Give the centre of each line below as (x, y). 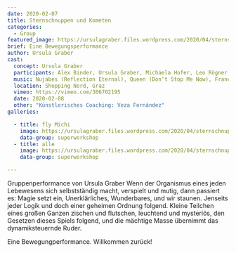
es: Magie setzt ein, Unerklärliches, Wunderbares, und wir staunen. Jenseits (118, 198)
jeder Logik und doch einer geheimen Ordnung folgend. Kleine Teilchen (111, 206)
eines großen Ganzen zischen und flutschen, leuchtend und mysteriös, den (116, 213)
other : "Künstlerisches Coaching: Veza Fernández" (89, 105)
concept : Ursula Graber (48, 66)
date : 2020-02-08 (39, 99)
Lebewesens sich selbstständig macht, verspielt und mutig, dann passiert (113, 191)
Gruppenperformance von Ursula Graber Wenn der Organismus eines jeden (117, 183)
